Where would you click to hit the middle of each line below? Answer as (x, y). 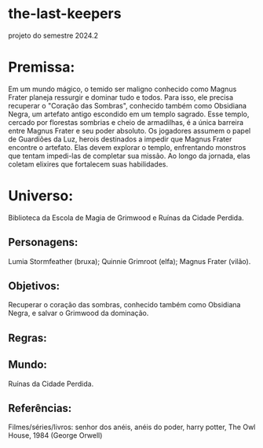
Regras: (27, 338)
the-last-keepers (65, 14)
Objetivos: (34, 286)
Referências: (40, 408)
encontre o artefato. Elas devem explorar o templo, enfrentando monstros (127, 147)
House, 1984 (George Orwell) (55, 435)
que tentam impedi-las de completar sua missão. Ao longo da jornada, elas (130, 156)
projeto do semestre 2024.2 (53, 35)
